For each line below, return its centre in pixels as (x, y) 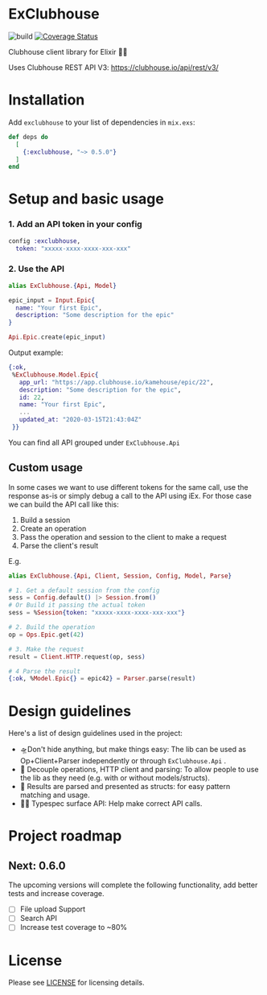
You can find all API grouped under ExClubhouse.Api (94, 442)
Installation (47, 100)
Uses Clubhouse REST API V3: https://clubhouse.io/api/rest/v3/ (113, 67)
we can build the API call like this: (64, 504)
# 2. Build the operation (51, 627)
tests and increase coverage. (56, 894)
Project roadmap (65, 836)
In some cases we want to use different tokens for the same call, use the (128, 487)
